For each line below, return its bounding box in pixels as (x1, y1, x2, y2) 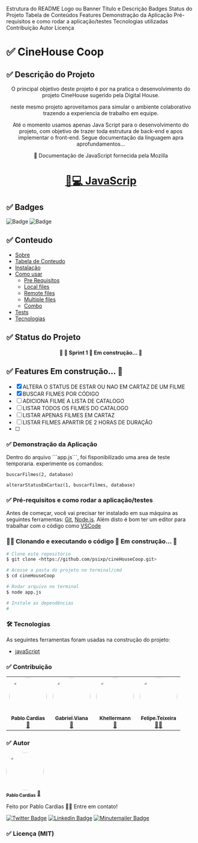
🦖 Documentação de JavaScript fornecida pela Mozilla (34, 152, 168, 159)
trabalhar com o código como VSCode (6, 522, 101, 529)
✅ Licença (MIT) (6, 830, 55, 838)
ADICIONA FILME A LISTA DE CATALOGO (22, 397, 125, 404)
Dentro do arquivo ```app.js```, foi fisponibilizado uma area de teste (6, 453, 170, 460)
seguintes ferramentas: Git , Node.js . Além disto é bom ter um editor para (6, 516, 186, 523)
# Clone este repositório (6, 551, 71, 557)
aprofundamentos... (76, 140, 125, 147)
